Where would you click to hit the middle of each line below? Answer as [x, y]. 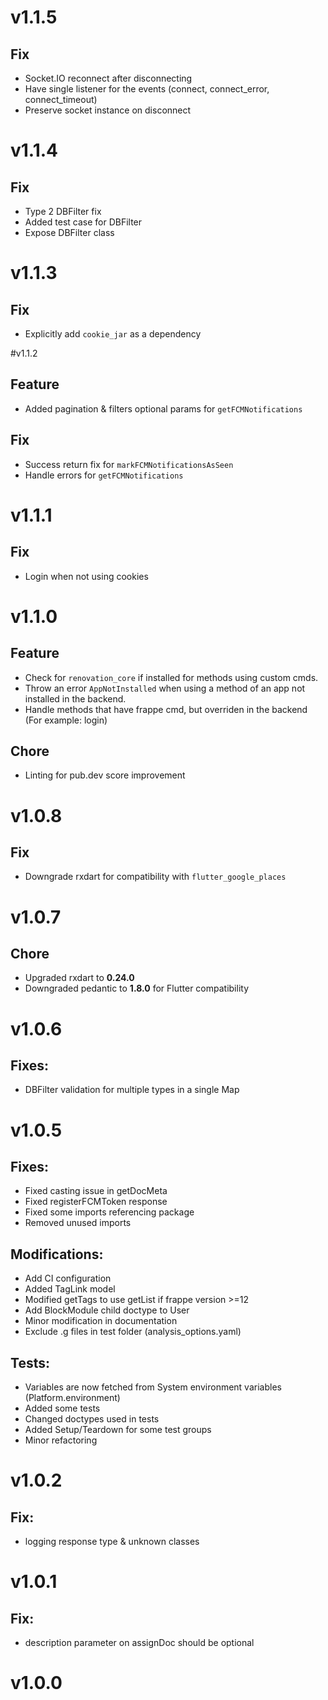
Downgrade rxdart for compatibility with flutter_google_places [155, 877]
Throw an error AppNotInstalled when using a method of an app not [165, 688]
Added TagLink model [70, 1289]
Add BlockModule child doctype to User [107, 1310]
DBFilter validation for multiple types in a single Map [132, 1090]
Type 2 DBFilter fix [63, 211]
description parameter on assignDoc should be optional [139, 1643]
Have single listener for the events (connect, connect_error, [147, 89]
